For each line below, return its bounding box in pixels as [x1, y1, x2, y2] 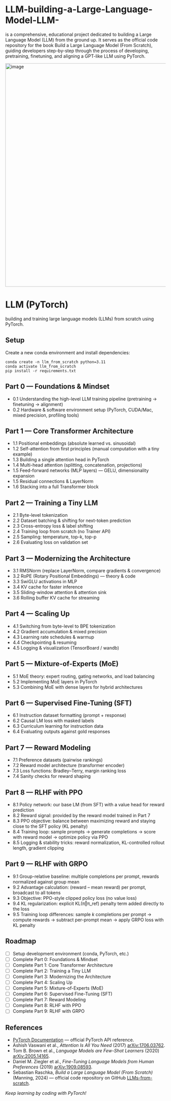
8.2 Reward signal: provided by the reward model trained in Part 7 [12, 812, 151, 818]
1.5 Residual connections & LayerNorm [12, 478, 94, 485]
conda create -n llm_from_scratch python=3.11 [5, 359, 106, 365]
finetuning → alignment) [12, 401, 64, 407]
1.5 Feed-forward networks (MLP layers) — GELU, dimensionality [12, 467, 149, 473]
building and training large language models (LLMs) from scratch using [5, 316, 154, 322]
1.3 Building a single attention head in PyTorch [12, 457, 109, 463]
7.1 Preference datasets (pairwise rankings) [12, 757, 103, 763]
